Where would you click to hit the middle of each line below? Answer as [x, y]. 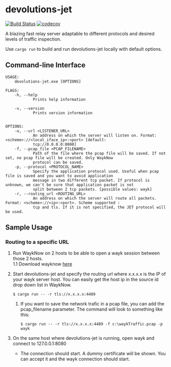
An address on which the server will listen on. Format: [95, 135]
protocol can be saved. [58, 162]
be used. [15, 211]
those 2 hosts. [28, 259]
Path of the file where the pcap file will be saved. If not [99, 153]
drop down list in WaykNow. [42, 285]
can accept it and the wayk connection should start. [75, 359]
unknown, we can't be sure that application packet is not [70, 185]
